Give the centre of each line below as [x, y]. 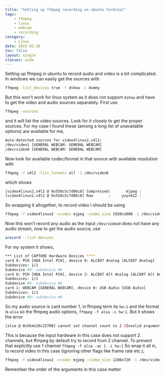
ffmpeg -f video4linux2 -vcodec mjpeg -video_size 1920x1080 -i [72, 214]
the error [14, 317]
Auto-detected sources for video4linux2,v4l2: [54, 140]
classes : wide [20, 60]
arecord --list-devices [29, 238]
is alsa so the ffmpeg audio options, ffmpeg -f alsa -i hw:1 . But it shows [80, 311]
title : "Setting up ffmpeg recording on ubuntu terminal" [66, 10]
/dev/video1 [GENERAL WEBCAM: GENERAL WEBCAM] [54, 145]
